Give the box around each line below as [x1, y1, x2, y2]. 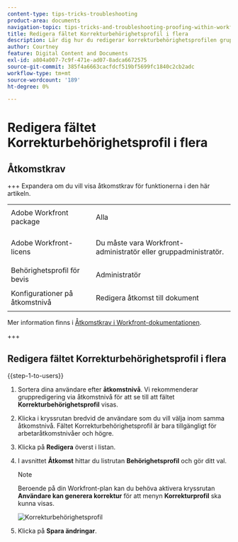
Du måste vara [95, 238, 144, 248]
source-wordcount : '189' [7, 76, 81, 84]
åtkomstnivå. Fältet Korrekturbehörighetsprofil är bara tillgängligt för [17, 421, 217, 430]
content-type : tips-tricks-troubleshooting [7, 10, 138, 18]
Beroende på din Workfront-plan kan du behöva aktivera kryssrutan [17, 484, 215, 493]
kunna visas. [17, 499, 55, 508]
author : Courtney [7, 43, 59, 50]
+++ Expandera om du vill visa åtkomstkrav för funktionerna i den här [7, 182, 210, 190]
